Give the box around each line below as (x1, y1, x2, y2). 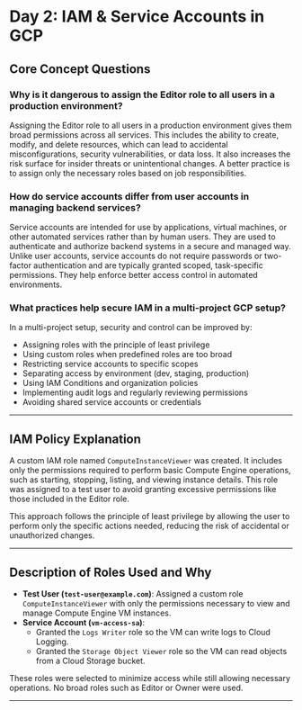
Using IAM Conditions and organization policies (22, 378, 199, 389)
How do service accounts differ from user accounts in (9, 190, 250, 202)
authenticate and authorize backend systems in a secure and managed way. (9, 241, 292, 252)
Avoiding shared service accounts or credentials (22, 397, 202, 408)
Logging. (35, 636, 69, 647)
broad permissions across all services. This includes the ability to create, (9, 129, 280, 140)
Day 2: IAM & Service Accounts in (9, 6, 265, 27)
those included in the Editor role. (9, 493, 130, 505)
